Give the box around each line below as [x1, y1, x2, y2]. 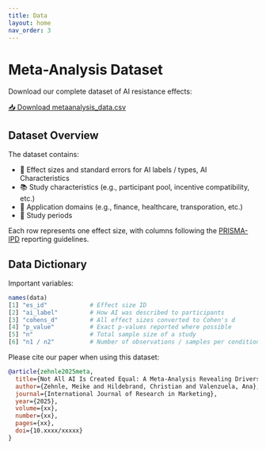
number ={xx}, [15, 412, 59, 420]
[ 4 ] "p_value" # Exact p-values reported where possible [8, 323, 232, 332]
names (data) [8, 294, 47, 301]
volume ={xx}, [15, 405, 59, 413]
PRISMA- [218, 226, 249, 236]
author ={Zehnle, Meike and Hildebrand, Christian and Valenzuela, [15, 382, 239, 390]
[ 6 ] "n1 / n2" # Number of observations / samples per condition [8, 338, 260, 346]
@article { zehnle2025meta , [8, 368, 93, 376]
